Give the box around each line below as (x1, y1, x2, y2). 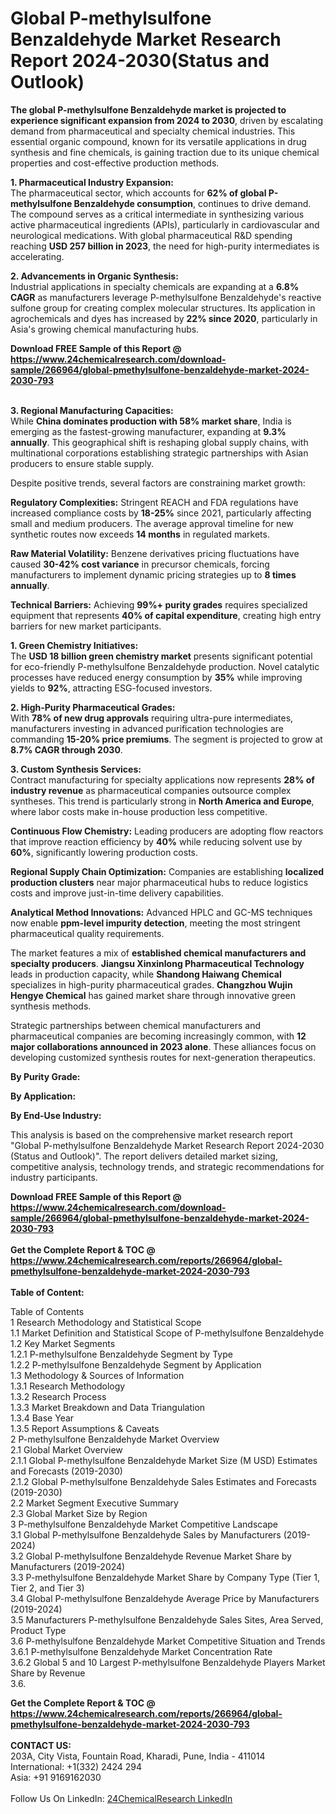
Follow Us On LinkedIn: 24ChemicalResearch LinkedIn (10, 1792, 233, 1804)
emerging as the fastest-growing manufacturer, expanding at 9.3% (10, 425, 287, 437)
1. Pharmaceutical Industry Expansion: (10, 176, 174, 188)
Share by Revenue (10, 1667, 86, 1679)
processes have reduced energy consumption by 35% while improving (10, 671, 303, 683)
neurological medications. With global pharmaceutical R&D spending (10, 229, 293, 241)
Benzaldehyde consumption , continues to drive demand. (73, 197, 312, 209)
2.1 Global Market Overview (10, 1443, 123, 1456)
